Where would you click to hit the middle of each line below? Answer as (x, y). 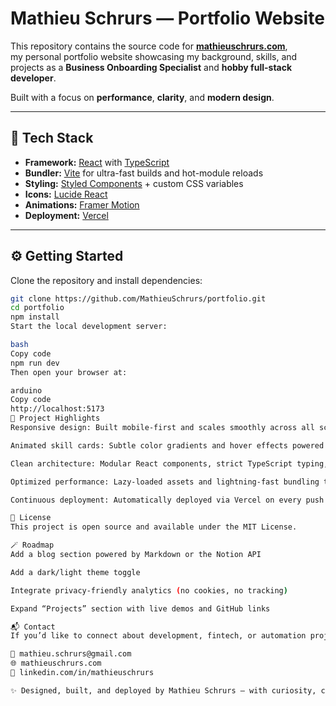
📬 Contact (33, 627)
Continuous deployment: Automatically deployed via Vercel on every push (167, 500)
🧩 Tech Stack (52, 138)
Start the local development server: (89, 327)
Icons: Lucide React (66, 194)
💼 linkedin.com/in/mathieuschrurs (82, 673)
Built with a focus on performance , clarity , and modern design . (142, 97)
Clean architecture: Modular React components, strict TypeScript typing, (169, 463)
